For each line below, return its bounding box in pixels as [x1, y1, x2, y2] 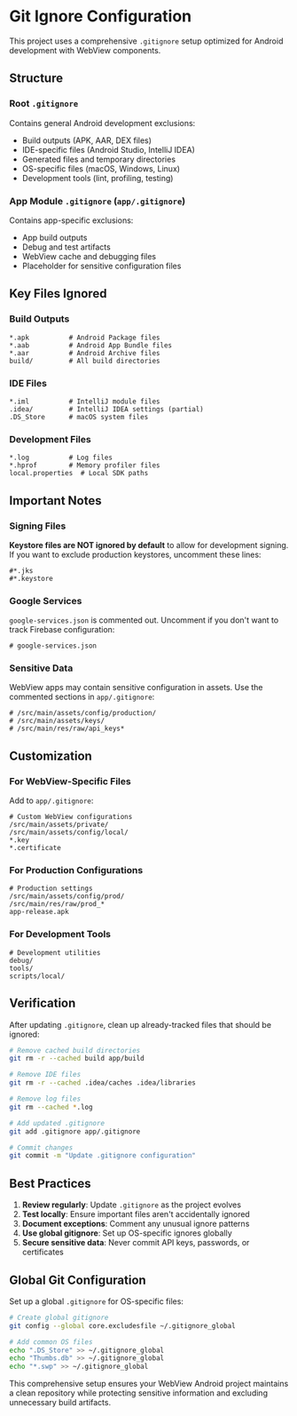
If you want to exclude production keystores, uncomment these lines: [9, 549, 262, 560]
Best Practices [9, 1175, 91, 1191]
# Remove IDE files [9, 1070, 82, 1079]
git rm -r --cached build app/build [9, 1054, 145, 1063]
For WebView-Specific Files [9, 775, 131, 787]
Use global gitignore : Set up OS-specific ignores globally [21, 1228, 232, 1238]
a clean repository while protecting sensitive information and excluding [9, 1388, 269, 1398]
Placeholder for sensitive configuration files [21, 260, 182, 271]
